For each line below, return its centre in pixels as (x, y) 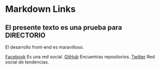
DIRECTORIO (25, 35)
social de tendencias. (27, 62)
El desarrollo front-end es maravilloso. (44, 47)
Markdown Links (40, 9)
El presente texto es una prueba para (64, 28)
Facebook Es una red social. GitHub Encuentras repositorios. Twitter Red (80, 57)
